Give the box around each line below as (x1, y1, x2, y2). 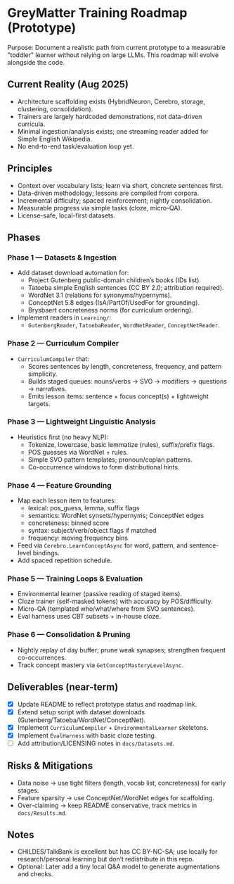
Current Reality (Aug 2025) (7, 79, 129, 91)
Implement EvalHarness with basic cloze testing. (17, 731, 157, 740)
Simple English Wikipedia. (17, 134, 93, 143)
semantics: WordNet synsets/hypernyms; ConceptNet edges (27, 512, 204, 520)
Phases (7, 231, 41, 244)
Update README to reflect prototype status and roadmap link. (17, 700, 197, 708)
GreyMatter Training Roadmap (7, 5, 188, 21)
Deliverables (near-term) (7, 681, 119, 693)
